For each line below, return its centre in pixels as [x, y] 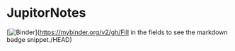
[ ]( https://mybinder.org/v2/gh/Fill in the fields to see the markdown [117, 32]
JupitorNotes [46, 13]
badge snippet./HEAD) [39, 39]
